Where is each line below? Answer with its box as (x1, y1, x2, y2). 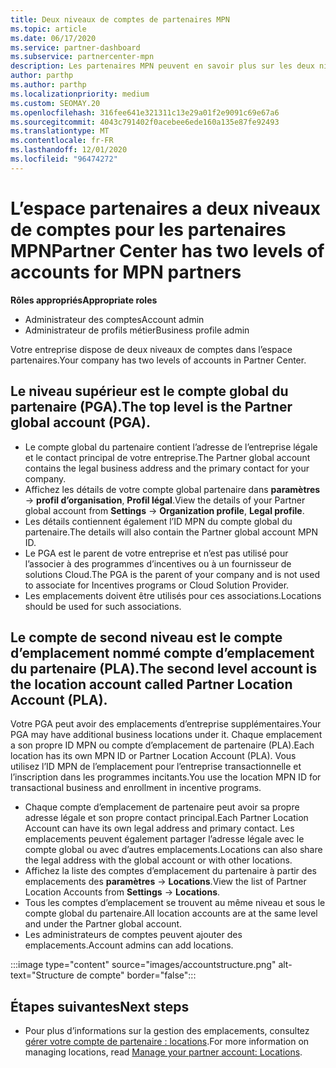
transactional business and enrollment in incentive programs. (10, 782, 262, 794)
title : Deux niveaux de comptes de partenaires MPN (10, 14, 230, 25)
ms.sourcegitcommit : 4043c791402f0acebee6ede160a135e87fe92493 (10, 117, 280, 127)
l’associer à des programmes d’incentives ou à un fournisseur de (24, 557, 292, 570)
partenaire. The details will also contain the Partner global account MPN (24, 526, 319, 538)
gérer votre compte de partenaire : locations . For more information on (24, 1036, 310, 1048)
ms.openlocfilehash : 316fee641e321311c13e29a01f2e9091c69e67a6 (10, 107, 280, 118)
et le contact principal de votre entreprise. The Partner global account (24, 451, 311, 463)
